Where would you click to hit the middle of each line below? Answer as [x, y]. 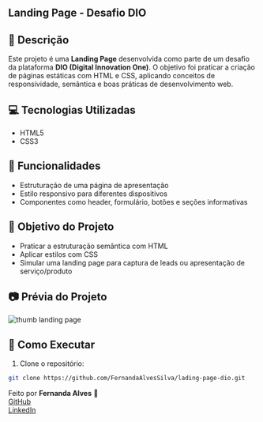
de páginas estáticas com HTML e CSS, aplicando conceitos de [112, 76]
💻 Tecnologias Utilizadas [72, 110]
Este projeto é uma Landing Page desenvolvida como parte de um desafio [129, 59]
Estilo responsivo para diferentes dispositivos [94, 194]
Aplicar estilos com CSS [59, 254]
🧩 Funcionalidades [54, 166]
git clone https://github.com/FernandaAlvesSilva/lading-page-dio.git [127, 379]
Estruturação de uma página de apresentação [94, 185]
